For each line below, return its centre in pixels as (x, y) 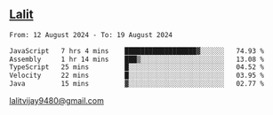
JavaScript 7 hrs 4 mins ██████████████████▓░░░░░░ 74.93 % (137, 51)
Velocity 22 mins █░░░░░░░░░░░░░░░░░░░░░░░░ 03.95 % (137, 76)
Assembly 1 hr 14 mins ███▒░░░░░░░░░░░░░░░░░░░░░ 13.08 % (137, 59)
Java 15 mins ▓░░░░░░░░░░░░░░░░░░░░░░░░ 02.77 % (137, 84)
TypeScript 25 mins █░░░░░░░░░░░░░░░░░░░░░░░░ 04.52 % (137, 67)
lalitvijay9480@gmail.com (56, 101)
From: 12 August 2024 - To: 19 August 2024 (91, 34)
